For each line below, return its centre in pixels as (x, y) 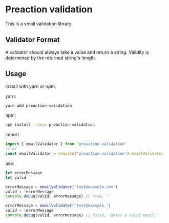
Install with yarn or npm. (31, 86)
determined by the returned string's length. (51, 58)
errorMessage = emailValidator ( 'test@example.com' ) (61, 187)
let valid (16, 178)
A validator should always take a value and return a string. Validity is (77, 52)
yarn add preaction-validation (39, 106)
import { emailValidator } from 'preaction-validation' (66, 144)
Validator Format (33, 40)
